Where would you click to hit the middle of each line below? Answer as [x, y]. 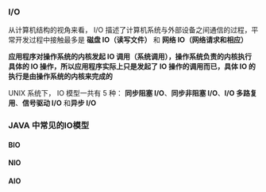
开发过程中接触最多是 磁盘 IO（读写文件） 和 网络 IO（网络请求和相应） [131, 40]
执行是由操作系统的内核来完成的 [60, 77]
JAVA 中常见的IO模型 [49, 126]
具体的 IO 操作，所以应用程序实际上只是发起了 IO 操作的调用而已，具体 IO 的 [132, 66]
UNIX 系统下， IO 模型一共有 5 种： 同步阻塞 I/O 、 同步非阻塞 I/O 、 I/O [121, 93]
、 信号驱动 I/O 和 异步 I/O [56, 103]
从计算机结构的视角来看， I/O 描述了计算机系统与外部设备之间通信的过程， [130, 30]
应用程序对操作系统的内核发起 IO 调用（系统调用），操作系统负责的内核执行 [130, 57]
